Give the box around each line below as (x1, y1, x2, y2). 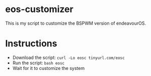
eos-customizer (5, 4, 74, 15)
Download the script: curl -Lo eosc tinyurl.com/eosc (12, 54, 125, 60)
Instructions (5, 38, 57, 49)
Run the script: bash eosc (12, 59, 64, 66)
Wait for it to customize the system (12, 65, 85, 71)
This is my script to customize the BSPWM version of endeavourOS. (5, 20, 146, 26)
